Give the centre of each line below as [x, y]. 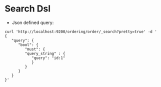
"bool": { [28, 45]
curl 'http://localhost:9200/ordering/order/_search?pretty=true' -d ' [81, 31]
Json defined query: [33, 22]
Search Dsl [28, 9]
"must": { [35, 49]
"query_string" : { [45, 53]
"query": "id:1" [48, 58]
